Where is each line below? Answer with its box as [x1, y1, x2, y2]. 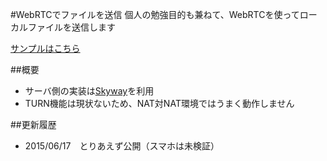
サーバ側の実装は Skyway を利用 [24, 85, 155, 97]
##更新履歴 [10, 119, 57, 130]
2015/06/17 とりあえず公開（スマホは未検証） [24, 140, 220, 152]
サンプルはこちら [10, 43, 81, 54]
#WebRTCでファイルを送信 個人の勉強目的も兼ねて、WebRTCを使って [10, 9, 300, 20]
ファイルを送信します [27, 21, 116, 33]
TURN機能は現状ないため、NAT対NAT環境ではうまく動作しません [24, 98, 295, 109]
